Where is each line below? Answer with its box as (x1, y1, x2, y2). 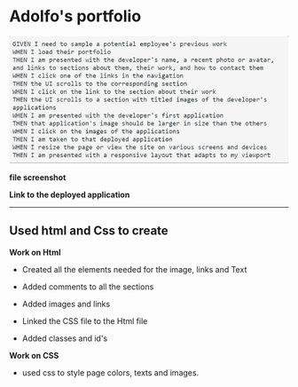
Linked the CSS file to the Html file (21, 315, 148, 326)
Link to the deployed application (9, 189, 130, 200)
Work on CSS (9, 350, 59, 360)
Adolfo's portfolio (9, 6, 142, 27)
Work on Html (9, 247, 61, 257)
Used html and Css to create (9, 224, 169, 239)
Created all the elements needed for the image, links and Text (21, 264, 247, 274)
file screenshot (9, 171, 67, 183)
